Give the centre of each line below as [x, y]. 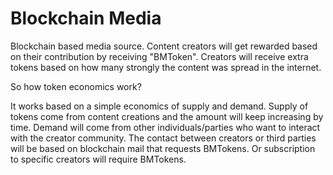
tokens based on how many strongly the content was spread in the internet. [166, 67]
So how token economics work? [76, 86]
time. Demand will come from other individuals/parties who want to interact [165, 127]
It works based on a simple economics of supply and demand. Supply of [159, 106]
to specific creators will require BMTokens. [98, 159]
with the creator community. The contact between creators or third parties [163, 138]
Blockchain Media [86, 18]
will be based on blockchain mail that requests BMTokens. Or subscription [163, 148]
